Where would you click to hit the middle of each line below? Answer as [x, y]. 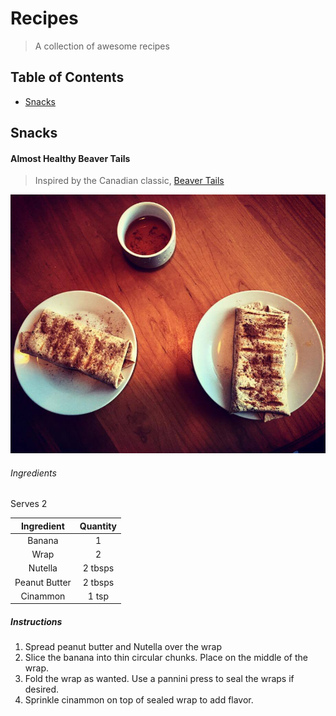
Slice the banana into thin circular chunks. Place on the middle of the [166, 658]
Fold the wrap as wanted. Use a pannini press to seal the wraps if [159, 679]
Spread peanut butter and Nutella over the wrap [123, 647]
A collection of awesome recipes [102, 46]
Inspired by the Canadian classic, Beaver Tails [129, 181]
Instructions [36, 621]
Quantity [98, 526]
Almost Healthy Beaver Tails [70, 158]
